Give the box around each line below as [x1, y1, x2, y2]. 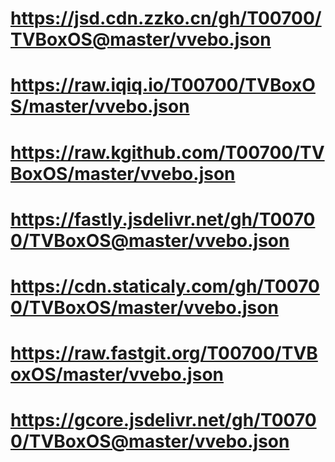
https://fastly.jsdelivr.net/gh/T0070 [10, 208, 316, 231]
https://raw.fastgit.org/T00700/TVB [10, 342, 318, 365]
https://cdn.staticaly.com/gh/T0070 [10, 275, 320, 297]
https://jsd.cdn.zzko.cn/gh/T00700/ [10, 7, 322, 30]
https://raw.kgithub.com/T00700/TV [10, 141, 325, 164]
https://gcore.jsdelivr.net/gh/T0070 [10, 409, 317, 432]
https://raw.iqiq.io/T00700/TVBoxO [10, 74, 316, 97]
